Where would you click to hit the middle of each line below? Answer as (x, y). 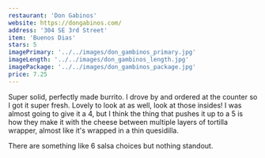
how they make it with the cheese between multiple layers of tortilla (118, 122)
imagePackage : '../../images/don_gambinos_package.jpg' (102, 67)
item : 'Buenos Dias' (42, 38)
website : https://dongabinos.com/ (65, 23)
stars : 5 (23, 45)
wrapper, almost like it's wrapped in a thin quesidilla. (94, 130)
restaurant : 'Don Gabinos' (53, 15)
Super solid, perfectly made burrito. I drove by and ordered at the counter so (133, 96)
